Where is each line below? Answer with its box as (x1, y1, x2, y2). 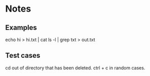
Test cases (5, 51, 41, 60)
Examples (5, 23, 37, 32)
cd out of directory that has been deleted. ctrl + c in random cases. (5, 64, 145, 71)
